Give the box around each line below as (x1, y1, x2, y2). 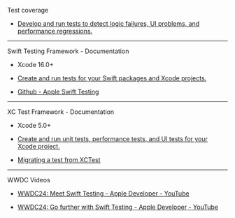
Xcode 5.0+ (17, 122, 51, 129)
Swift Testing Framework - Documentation (7, 47, 129, 55)
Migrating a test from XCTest (17, 156, 101, 163)
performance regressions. (17, 27, 93, 35)
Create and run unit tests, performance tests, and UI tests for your (17, 135, 208, 143)
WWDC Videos (7, 176, 50, 184)
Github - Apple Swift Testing (17, 87, 99, 96)
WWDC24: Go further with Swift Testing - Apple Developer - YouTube (17, 203, 219, 211)
